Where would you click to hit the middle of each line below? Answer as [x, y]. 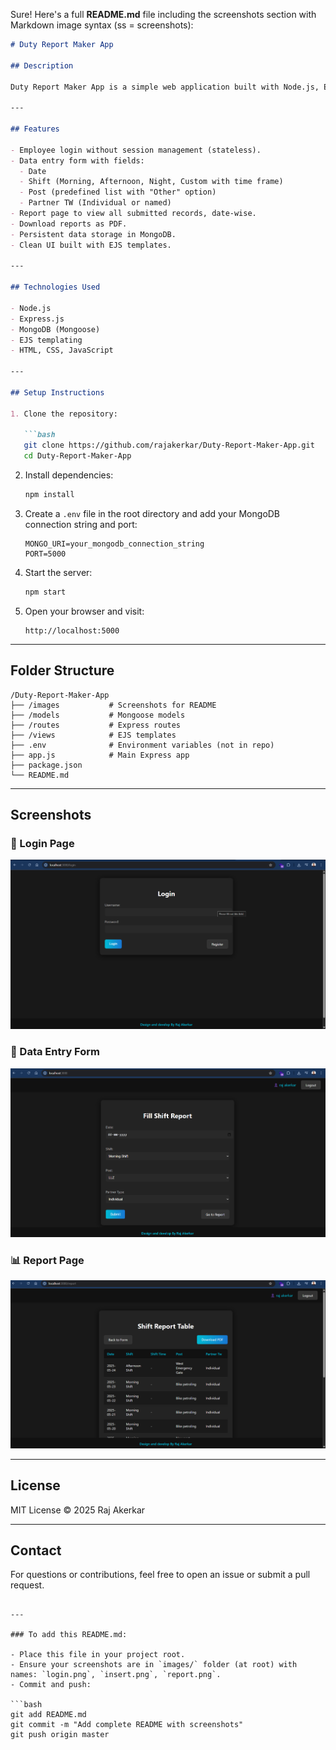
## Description [42, 65]
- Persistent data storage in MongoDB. [93, 234]
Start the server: [58, 572]
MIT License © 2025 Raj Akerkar [78, 1510]
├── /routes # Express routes [96, 725]
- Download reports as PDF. [69, 224]
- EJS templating [46, 340]
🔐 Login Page [42, 843]
